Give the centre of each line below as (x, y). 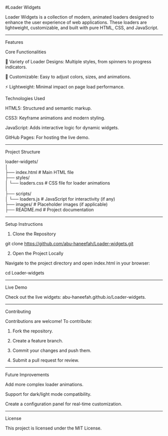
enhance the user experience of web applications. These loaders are (76, 22)
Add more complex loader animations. (44, 384)
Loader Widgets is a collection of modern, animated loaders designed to (79, 17)
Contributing (18, 312)
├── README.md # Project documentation (49, 210)
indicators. (16, 67)
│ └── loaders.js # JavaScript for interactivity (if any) (60, 199)
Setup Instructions (24, 224)
